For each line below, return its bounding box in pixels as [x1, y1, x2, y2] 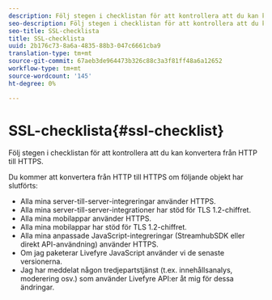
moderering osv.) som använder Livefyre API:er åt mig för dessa [19, 274, 235, 284]
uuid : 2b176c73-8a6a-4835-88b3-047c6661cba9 [8, 42, 161, 50]
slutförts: [8, 181, 38, 191]
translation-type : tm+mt [8, 49, 92, 57]
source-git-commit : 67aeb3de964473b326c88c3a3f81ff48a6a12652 [8, 57, 223, 65]
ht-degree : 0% [8, 79, 57, 87]
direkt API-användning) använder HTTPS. [19, 239, 159, 249]
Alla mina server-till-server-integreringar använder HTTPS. [19, 196, 216, 206]
